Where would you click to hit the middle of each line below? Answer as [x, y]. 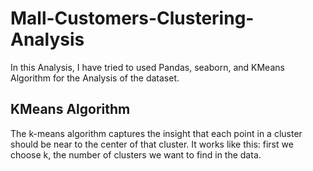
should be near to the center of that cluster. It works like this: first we [152, 144]
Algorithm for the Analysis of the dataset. [95, 78]
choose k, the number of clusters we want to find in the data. [136, 154]
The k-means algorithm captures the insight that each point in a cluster [156, 133]
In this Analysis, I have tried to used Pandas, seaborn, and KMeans [147, 67]
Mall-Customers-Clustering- [132, 18]
